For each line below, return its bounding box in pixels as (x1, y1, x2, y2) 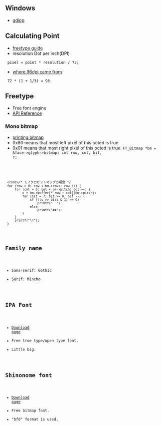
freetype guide (12, 45, 43, 51)
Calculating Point (5, 32, 60, 40)
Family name (5, 244, 42, 252)
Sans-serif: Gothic (11, 268, 52, 273)
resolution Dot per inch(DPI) (12, 50, 70, 56)
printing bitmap (12, 134, 44, 140)
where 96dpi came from (12, 68, 62, 74)
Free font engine (12, 105, 46, 111)
